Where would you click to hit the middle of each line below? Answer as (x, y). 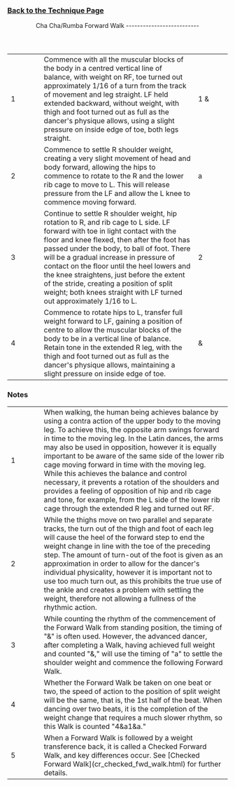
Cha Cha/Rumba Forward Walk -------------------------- (117, 26)
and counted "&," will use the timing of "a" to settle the (133, 653)
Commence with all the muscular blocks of (114, 60)
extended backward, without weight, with (112, 104)
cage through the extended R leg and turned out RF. (129, 508)
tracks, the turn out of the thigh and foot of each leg (129, 529)
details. (56, 772)
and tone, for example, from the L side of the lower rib (132, 499)
